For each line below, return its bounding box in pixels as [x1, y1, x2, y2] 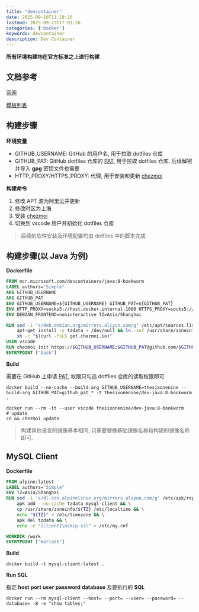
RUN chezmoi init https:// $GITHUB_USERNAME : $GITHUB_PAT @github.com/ [6, 344, 179, 350]
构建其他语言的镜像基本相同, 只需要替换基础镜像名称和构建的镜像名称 [20, 427, 190, 434]
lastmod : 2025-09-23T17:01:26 [6, 20, 81, 25]
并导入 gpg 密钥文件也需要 [14, 165, 80, 172]
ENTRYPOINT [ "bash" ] [6, 350, 57, 356]
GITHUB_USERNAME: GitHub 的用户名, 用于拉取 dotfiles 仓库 [14, 150, 163, 157]
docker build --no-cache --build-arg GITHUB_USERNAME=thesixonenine [6, 384, 179, 391]
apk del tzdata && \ [17, 517, 68, 523]
